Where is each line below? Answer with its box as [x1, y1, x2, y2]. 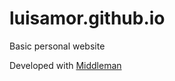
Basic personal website [9, 40, 106, 52]
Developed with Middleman [9, 59, 122, 71]
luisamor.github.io [9, 7, 166, 30]
